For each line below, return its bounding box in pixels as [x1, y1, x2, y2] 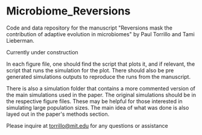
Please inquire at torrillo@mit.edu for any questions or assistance [6, 122, 168, 129]
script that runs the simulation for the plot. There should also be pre [6, 66, 174, 74]
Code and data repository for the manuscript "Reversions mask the [6, 24, 173, 31]
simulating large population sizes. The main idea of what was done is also [6, 104, 189, 111]
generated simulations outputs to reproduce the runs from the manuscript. [6, 73, 191, 80]
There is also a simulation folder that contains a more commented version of [6, 84, 196, 92]
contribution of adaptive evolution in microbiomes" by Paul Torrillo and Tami [6, 30, 195, 37]
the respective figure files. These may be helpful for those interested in [6, 98, 183, 105]
